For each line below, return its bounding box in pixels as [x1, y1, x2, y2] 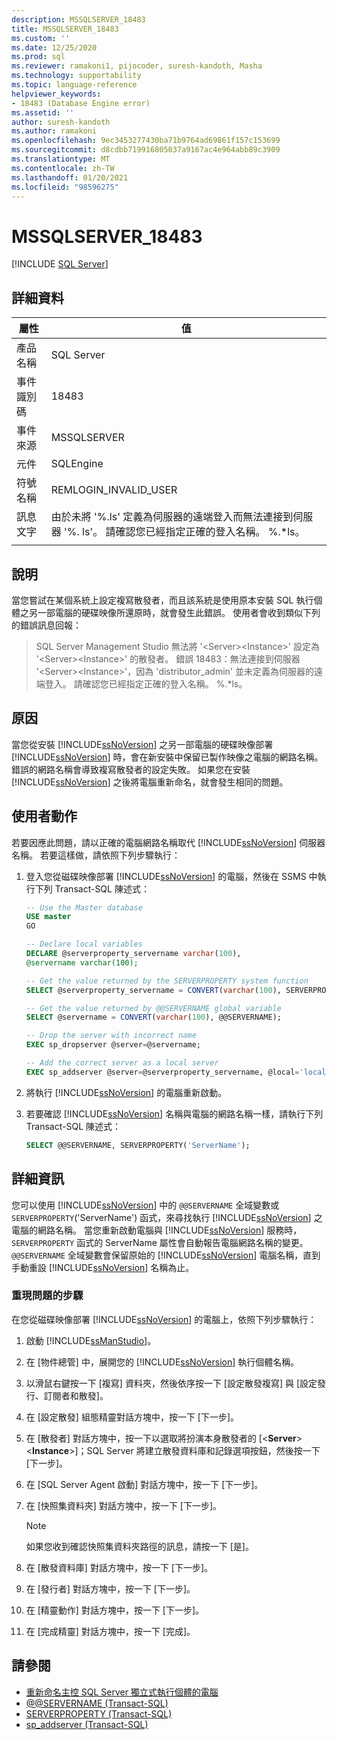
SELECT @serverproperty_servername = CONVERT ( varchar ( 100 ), [25, 985, 282, 995]
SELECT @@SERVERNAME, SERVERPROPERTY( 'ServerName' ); [25, 1140, 251, 1150]
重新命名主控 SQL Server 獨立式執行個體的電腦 [25, 1686, 219, 1698]
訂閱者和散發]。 [43, 1389, 109, 1401]
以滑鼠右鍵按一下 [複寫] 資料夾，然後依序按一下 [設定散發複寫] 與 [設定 [25, 1377, 318, 1389]
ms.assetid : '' [11, 107, 75, 118]
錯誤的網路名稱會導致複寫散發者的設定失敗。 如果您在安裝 [11, 763, 251, 775]
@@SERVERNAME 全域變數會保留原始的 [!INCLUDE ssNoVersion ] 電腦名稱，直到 [11, 1249, 321, 1261]
